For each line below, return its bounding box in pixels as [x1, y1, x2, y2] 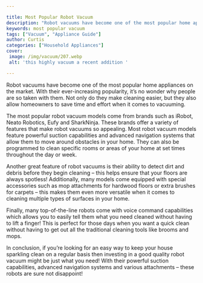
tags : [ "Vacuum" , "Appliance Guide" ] [6, 31, 101, 37]
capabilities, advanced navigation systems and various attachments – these [6, 263, 195, 270]
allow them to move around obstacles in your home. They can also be [6, 138, 179, 145]
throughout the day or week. [6, 151, 77, 158]
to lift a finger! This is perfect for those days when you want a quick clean [6, 219, 190, 227]
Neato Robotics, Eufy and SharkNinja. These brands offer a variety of [6, 119, 179, 126]
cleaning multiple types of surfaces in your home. [6, 195, 130, 202]
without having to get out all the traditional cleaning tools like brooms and [6, 225, 189, 233]
